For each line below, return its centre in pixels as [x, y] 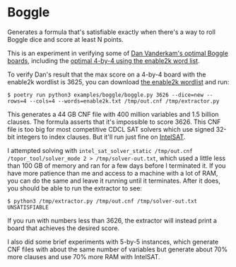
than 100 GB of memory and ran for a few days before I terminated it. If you [117, 165]
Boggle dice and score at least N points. [65, 39]
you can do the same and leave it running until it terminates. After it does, [114, 181]
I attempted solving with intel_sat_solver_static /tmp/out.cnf [100, 150]
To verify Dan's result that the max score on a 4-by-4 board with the [107, 74]
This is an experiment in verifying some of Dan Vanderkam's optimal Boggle [118, 53]
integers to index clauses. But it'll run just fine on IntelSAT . [101, 137]
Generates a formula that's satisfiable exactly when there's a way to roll [111, 32]
